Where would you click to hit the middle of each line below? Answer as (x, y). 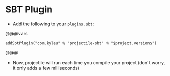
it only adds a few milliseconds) (46, 68)
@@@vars (16, 33)
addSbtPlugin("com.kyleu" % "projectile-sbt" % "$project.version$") (81, 43)
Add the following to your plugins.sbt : (53, 24)
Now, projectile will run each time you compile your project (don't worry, (89, 62)
